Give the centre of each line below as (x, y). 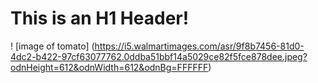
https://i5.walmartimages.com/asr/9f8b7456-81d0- (199, 46)
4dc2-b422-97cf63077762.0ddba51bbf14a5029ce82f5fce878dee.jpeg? (159, 56)
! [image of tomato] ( (52, 46)
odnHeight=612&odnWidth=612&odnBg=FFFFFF (109, 67)
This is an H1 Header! (100, 18)
